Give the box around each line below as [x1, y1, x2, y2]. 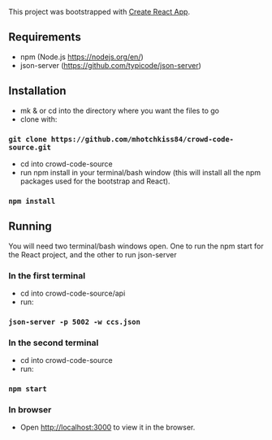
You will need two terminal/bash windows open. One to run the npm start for [8, 241, 264, 251]
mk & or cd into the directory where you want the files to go [19, 106, 219, 115]
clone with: [19, 114, 58, 124]
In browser [8, 404, 52, 416]
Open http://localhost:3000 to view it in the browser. [19, 422, 196, 433]
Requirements [8, 30, 81, 44]
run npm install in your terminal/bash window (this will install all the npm [19, 167, 261, 177]
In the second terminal [8, 337, 99, 348]
